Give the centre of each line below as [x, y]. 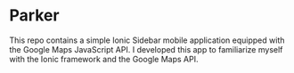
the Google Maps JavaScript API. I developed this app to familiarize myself [146, 49]
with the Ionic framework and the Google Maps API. [104, 59]
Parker [34, 16]
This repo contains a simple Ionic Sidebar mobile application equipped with [147, 40]
